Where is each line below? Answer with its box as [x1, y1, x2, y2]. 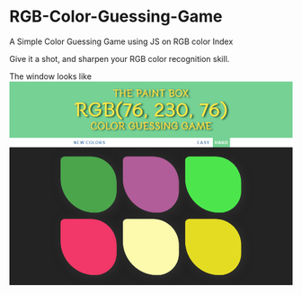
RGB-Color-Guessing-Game [9, 6, 223, 27]
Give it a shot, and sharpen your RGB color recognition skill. [9, 53, 230, 64]
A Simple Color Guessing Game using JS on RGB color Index [9, 36, 234, 47]
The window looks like [9, 70, 93, 82]
